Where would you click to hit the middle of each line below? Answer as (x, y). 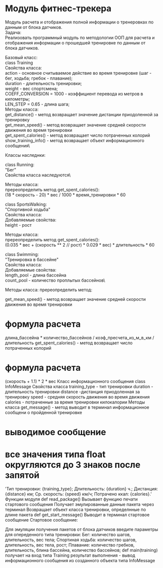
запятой (22, 475)
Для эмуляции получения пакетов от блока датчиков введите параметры (81, 529)
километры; (18, 99)
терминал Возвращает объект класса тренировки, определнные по (75, 509)
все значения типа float (55, 454)
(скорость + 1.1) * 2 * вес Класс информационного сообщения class (75, 381)
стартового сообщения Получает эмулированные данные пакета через (80, 504)
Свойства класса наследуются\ (38, 175)
